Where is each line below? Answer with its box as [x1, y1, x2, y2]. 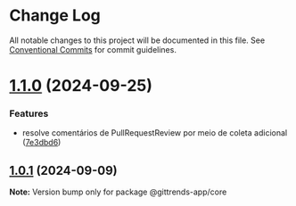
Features [9, 108, 49, 120]
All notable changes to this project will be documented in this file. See [9, 35, 266, 45]
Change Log [9, 5, 101, 26]
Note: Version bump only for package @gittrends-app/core [9, 186, 227, 197]
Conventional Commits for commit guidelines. [9, 44, 177, 54]
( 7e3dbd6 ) [21, 137, 62, 148]
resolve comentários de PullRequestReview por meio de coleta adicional [21, 128, 288, 138]
